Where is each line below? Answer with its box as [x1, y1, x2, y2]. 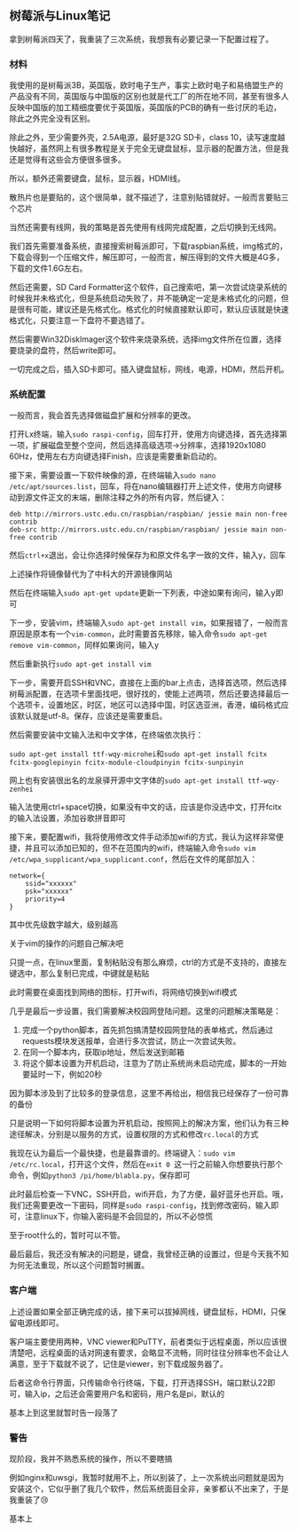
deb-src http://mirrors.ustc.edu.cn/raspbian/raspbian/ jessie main [9, 525, 268, 534]
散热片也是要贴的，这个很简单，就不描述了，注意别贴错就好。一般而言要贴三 [9, 192, 289, 202]
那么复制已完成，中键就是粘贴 [39, 968, 149, 979]
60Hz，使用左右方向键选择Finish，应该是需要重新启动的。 [9, 451, 222, 462]
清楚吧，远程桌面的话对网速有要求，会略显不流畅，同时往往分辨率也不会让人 [9, 1347, 289, 1358]
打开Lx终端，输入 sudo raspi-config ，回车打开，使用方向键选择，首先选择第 [9, 429, 288, 439]
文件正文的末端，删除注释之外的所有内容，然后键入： [32, 492, 227, 503]
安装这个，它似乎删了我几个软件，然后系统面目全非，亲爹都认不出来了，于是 [9, 1483, 289, 1494]
